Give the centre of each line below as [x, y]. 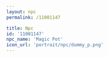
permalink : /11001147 [33, 17]
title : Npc [20, 28]
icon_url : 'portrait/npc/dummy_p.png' [55, 45]
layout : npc [21, 12]
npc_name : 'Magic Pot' [35, 40]
